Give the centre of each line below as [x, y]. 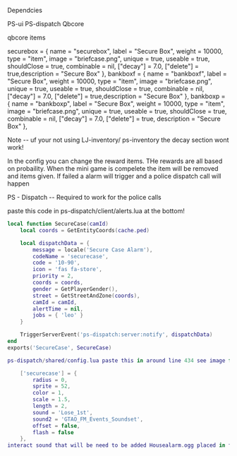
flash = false [53, 432]
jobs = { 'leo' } [58, 316]
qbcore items [26, 37]
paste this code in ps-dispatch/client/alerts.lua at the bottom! [96, 211]
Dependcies [25, 10]
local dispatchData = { [55, 243]
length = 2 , [50, 406]
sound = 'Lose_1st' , [63, 412]
